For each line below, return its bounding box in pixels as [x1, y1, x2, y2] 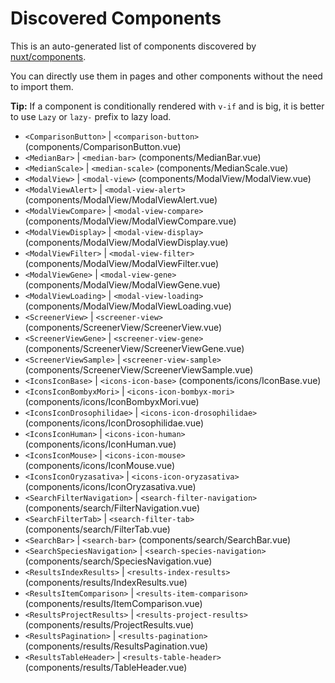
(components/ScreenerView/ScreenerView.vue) [24, 321, 223, 333]
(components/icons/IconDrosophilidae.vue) [24, 417, 205, 429]
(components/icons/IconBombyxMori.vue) [24, 395, 200, 407]
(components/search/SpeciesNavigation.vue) [24, 555, 213, 567]
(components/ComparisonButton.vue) [24, 140, 182, 152]
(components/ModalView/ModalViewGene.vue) [24, 278, 221, 291]
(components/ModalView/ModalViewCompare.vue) [24, 215, 237, 227]
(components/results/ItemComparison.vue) [24, 597, 203, 609]
